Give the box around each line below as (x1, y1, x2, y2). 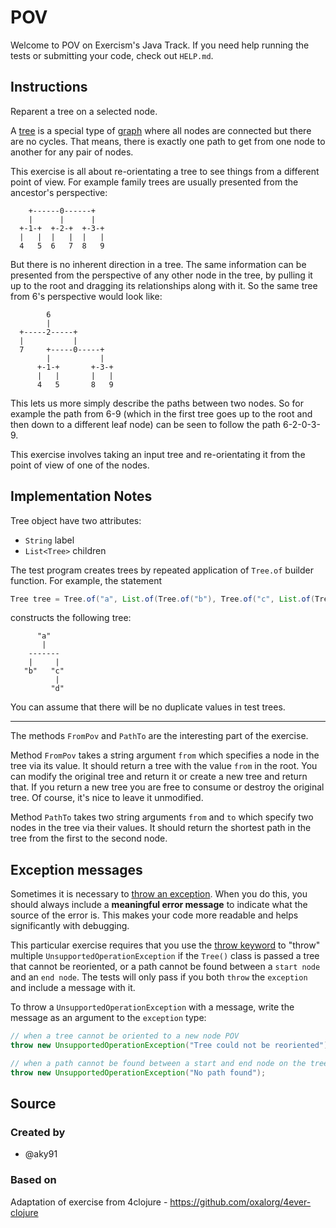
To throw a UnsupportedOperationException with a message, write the (10, 1001, 295, 1013)
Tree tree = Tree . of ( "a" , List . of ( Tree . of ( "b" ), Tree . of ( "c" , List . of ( (10, 594, 316, 604)
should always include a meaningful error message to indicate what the (10, 899, 308, 911)
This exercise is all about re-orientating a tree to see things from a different (10, 165, 320, 177)
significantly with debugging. (10, 920, 130, 932)
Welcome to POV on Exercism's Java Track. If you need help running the (10, 39, 310, 51)
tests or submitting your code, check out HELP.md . (10, 49, 214, 61)
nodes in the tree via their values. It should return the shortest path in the (10, 822, 312, 834)
